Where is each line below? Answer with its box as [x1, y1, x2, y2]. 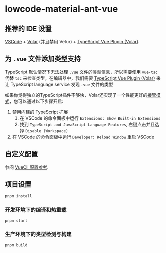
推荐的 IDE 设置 [5, 24, 52, 33]
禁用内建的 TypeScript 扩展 [12, 109, 68, 115]
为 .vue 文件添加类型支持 [5, 55, 81, 63]
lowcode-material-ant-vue [5, 3, 118, 15]
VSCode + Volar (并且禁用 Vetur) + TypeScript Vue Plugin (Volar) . [5, 39, 140, 44]
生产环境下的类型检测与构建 [5, 231, 72, 238]
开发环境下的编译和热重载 [5, 206, 67, 213]
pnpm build [5, 242, 28, 248]
